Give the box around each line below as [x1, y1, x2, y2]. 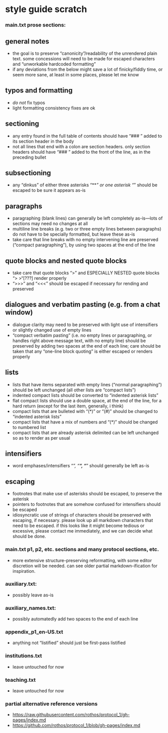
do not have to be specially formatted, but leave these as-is [12, 231, 135, 237]
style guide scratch [5, 4, 87, 15]
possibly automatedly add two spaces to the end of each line [12, 616, 138, 622]
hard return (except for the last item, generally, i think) [12, 403, 124, 409]
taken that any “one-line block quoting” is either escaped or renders [12, 348, 152, 354]
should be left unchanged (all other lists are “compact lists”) [12, 387, 136, 393]
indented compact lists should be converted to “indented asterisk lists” [12, 392, 158, 398]
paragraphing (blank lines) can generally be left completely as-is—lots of [12, 215, 163, 222]
